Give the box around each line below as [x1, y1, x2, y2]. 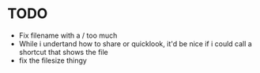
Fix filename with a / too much [18, 31, 118, 40]
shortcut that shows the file [18, 47, 108, 57]
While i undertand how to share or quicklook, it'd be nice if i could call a [18, 38, 252, 48]
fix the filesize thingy [18, 56, 88, 65]
